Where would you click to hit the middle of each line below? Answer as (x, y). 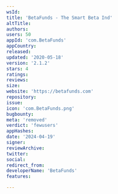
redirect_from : (26, 165)
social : (16, 159)
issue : (15, 102)
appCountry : (21, 46)
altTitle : (19, 23)
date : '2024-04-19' (31, 137)
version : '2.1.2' (28, 63)
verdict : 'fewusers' (33, 126)
